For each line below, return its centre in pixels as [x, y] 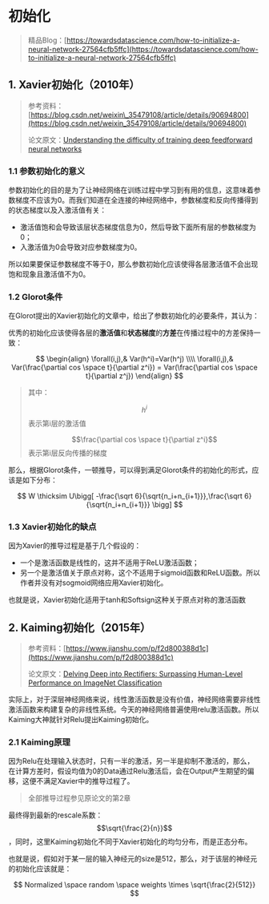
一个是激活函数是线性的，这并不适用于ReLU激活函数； [110, 563]
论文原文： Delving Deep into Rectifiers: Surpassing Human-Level [135, 674]
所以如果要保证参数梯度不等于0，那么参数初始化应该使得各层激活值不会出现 [133, 264]
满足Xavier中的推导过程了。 [88, 781]
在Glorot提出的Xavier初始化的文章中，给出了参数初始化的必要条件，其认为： [134, 316]
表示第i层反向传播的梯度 [68, 453]
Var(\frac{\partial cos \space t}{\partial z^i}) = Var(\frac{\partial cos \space [134, 367]
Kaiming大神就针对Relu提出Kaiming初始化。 [81, 720]
